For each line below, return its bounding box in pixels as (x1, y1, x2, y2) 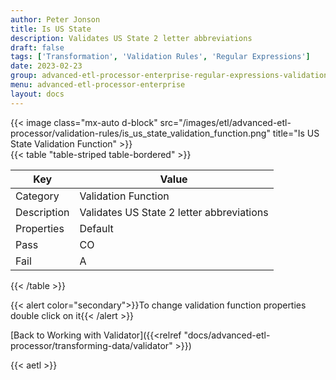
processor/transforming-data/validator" (10, 339, 173, 351)
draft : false (10, 42, 65, 53)
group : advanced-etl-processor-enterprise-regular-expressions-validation (10, 71, 329, 81)
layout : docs (10, 89, 65, 99)
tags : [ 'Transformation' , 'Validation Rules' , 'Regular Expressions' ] (10, 52, 311, 62)
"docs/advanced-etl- (183, 329, 271, 341)
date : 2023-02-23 (10, 61, 83, 71)
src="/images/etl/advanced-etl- (159, 116, 292, 128)
